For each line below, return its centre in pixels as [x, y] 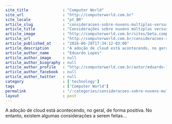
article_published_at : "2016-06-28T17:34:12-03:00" [67, 44]
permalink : [35, 91]
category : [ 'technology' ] [52, 81]
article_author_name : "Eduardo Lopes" [53, 53]
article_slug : [35, 24]
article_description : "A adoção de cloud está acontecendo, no [81, 48]
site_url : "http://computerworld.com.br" [70, 15]
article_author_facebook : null [41, 72]
